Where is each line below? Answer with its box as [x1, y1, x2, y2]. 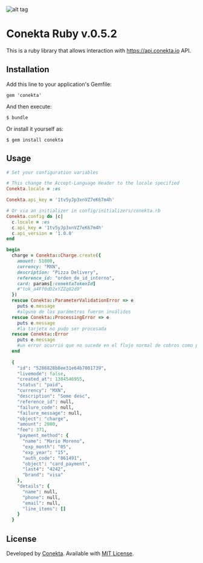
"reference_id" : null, [17, 398, 74, 405]
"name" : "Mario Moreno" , [22, 438, 85, 444]
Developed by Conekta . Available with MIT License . [6, 550, 134, 557]
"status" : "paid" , [17, 382, 63, 388]
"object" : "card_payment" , [22, 461, 91, 467]
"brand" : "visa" [22, 472, 63, 478]
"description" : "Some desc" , [17, 393, 91, 400]
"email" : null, [22, 500, 61, 506]
